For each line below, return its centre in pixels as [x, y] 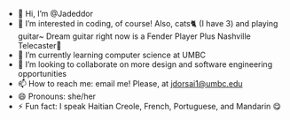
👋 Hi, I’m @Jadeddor [55, 14]
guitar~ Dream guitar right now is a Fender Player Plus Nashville [134, 36]
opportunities [42, 74]
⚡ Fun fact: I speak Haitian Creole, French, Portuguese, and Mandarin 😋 [149, 106]
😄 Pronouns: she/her [56, 96]
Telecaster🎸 [39, 45]
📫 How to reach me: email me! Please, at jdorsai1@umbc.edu [130, 83]
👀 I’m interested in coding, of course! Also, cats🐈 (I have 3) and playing [148, 23]
